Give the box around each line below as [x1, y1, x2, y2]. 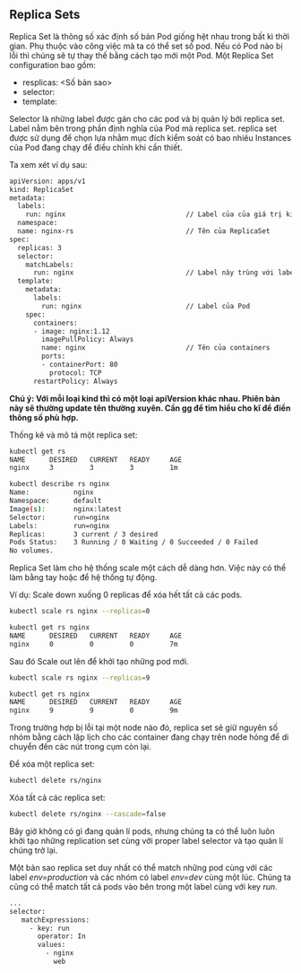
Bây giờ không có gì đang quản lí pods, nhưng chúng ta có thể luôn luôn [9, 825, 275, 837]
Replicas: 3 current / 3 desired [9, 529, 159, 539]
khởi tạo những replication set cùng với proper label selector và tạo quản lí [9, 835, 284, 846]
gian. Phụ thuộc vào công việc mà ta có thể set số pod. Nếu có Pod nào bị [9, 40, 284, 51]
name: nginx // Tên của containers [41, 343, 271, 352]
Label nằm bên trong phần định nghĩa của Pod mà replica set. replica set [9, 123, 278, 134]
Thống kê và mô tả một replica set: [9, 430, 138, 440]
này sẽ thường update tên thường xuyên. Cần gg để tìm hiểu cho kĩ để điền [9, 403, 291, 413]
